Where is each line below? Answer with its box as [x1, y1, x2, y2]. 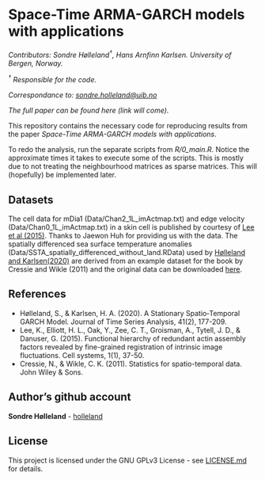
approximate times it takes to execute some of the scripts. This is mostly [8, 153, 244, 163]
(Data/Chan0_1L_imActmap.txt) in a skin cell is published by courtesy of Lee [8, 223, 255, 232]
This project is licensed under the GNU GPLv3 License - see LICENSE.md [8, 455, 248, 465]
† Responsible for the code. [8, 74, 97, 85]
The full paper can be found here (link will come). [8, 105, 169, 116]
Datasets [8, 192, 54, 207]
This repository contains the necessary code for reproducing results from [8, 121, 248, 131]
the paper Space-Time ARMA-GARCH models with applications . [8, 129, 218, 139]
